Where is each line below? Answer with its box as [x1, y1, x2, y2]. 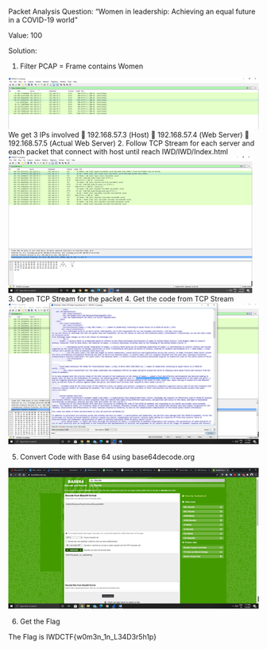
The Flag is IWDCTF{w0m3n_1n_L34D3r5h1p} [8, 632, 157, 642]
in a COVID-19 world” [8, 15, 78, 25]
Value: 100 [8, 31, 42, 40]
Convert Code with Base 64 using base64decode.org [19, 452, 195, 461]
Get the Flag [19, 616, 60, 627]
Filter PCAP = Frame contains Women [19, 61, 144, 71]
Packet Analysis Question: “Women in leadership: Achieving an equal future [8, 7, 256, 16]
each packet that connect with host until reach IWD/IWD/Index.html [8, 147, 229, 157]
